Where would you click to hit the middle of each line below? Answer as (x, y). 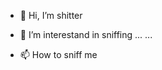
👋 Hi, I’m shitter (51, 15)
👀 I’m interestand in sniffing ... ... (86, 34)
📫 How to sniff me (58, 54)
